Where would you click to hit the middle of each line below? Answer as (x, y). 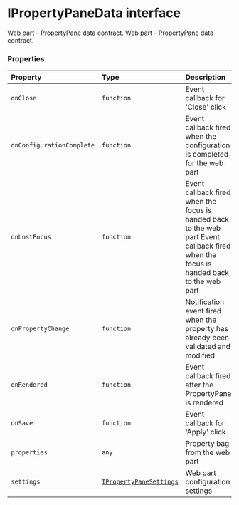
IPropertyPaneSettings (140, 482)
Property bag (207, 444)
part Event (203, 237)
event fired (203, 311)
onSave (22, 423)
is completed (207, 155)
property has (207, 329)
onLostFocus (31, 237)
